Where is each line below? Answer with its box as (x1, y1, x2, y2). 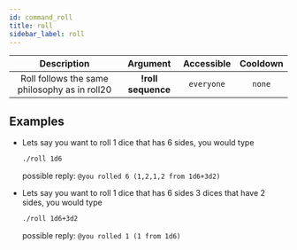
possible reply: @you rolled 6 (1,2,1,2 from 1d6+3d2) (21, 170, 221, 182)
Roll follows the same (20, 73, 109, 85)
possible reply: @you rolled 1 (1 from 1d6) (21, 230, 181, 240)
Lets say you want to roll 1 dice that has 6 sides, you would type (21, 137, 255, 148)
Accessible (182, 58, 232, 70)
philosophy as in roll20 (17, 83, 112, 96)
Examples (9, 113, 65, 129)
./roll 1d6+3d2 (21, 215, 79, 223)
